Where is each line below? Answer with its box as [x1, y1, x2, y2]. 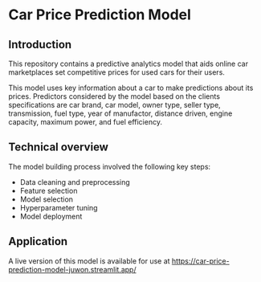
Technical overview [8, 141, 108, 154]
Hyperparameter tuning [19, 202, 98, 212]
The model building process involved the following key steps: [8, 161, 211, 171]
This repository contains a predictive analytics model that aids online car [8, 59, 249, 68]
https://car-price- [171, 255, 230, 266]
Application [8, 235, 68, 248]
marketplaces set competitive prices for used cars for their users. [8, 67, 225, 77]
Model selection [19, 194, 74, 204]
